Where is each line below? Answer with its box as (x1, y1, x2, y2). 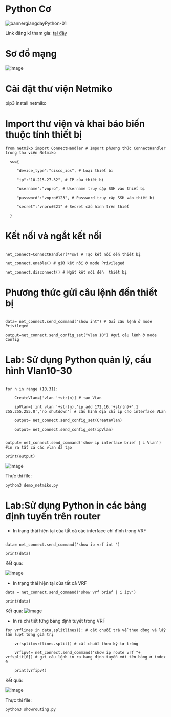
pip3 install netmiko (5, 100, 47, 106)
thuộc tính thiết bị (5, 129, 82, 140)
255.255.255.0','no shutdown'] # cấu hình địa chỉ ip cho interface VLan (5, 409, 166, 414)
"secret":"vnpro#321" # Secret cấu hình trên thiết (16, 204, 130, 209)
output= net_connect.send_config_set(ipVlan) (14, 427, 114, 432)
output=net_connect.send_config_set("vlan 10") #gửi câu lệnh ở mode (5, 332, 157, 338)
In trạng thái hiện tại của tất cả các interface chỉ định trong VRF (12, 527, 147, 534)
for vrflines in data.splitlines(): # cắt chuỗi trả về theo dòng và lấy (5, 627, 166, 633)
